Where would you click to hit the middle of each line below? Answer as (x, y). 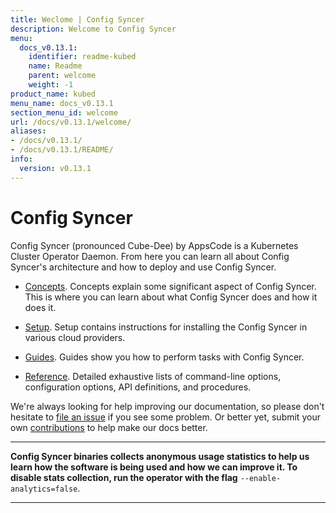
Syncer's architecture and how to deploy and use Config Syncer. (143, 267)
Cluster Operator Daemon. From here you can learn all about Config (150, 256)
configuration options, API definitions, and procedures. (138, 387)
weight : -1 (51, 85)
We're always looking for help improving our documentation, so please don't (167, 406)
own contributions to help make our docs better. (109, 427)
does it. (40, 307)
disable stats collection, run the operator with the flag (124, 477)
